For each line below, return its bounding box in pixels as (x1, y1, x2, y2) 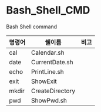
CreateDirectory (31, 87, 76, 95)
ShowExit (31, 77, 57, 85)
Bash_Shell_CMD (6, 4, 90, 17)
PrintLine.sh (31, 67, 65, 75)
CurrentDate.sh (31, 58, 73, 66)
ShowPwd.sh (31, 96, 68, 104)
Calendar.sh (31, 48, 65, 57)
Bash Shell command (6, 23, 58, 30)
